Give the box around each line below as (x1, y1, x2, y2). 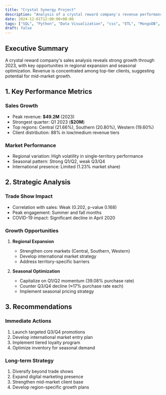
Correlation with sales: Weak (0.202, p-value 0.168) (12, 204, 117, 210)
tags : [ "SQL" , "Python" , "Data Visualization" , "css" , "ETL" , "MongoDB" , (5, 21, 161, 26)
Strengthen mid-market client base (12, 379, 83, 385)
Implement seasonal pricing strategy (19, 288, 94, 294)
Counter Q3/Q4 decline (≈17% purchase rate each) (19, 283, 124, 289)
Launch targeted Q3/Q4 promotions (12, 329, 85, 335)
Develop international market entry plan (12, 334, 93, 340)
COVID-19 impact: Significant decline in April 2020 (12, 214, 115, 221)
